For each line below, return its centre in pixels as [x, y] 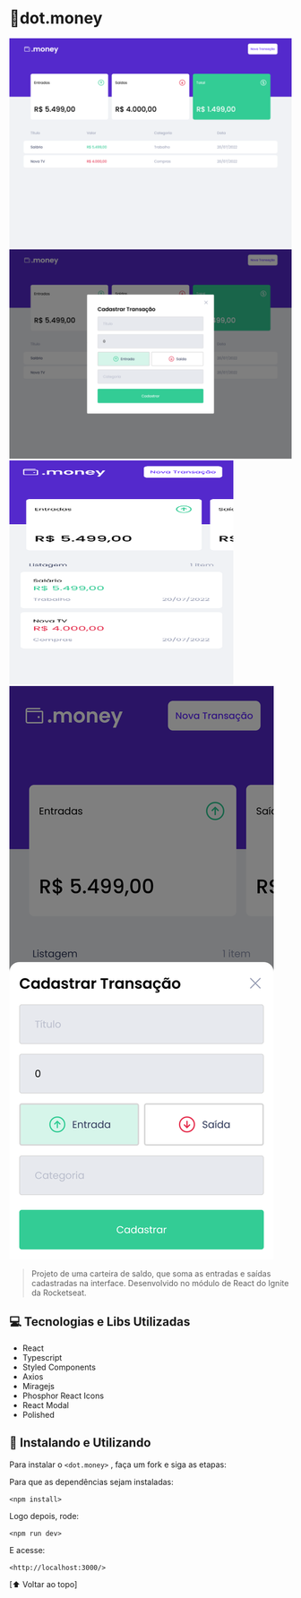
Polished [39, 1414]
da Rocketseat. [59, 1293]
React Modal [46, 1405]
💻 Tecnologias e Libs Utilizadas [100, 1322]
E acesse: [27, 1550]
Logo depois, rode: [44, 1516]
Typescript [42, 1357]
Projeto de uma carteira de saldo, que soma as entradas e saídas [151, 1274]
